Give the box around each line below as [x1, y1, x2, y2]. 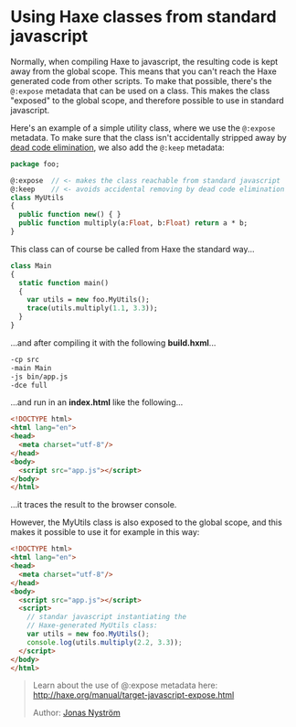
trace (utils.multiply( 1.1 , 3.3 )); [26, 304, 158, 313]
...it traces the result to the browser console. [10, 499, 177, 510]
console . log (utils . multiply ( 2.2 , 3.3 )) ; [26, 637, 183, 647]
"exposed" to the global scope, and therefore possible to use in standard [10, 94, 284, 106]
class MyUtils [10, 193, 65, 202]
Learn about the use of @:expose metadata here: [32, 679, 218, 691]
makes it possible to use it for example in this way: [10, 527, 200, 538]
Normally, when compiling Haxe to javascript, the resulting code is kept [10, 56, 279, 67]
